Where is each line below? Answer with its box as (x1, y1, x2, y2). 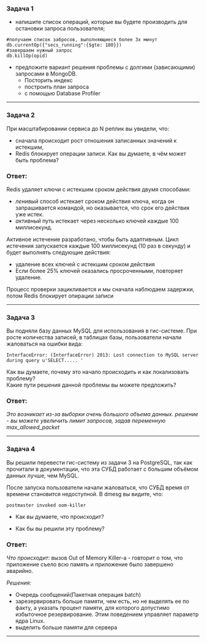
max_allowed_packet (6, 424, 60, 431)
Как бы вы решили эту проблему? (15, 524, 105, 532)
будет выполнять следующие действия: (6, 248, 111, 256)
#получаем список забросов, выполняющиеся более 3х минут (6, 37, 158, 43)
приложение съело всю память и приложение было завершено (6, 561, 174, 568)
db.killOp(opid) (6, 53, 48, 59)
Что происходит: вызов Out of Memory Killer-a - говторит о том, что (6, 554, 183, 562)
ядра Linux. (15, 617, 45, 625)
